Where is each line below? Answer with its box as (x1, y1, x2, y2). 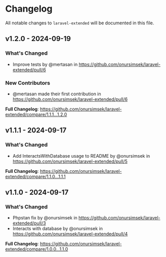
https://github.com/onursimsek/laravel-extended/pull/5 (12, 158, 128, 164)
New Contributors (5, 79, 51, 86)
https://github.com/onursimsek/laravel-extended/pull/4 (12, 231, 128, 237)
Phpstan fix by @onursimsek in (12, 215, 77, 221)
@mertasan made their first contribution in (12, 91, 101, 97)
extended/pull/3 (12, 220, 47, 226)
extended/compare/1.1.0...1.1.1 (5, 173, 66, 179)
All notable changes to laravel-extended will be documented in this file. (5, 20, 154, 26)
